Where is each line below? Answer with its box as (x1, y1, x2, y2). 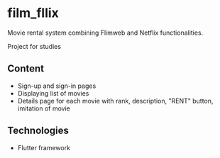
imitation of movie (17, 104, 71, 113)
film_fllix (7, 5, 59, 21)
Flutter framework (17, 143, 71, 152)
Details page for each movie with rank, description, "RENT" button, (17, 96, 214, 105)
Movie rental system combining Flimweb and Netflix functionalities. (7, 28, 204, 37)
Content (7, 62, 45, 75)
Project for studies (7, 42, 62, 50)
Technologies (7, 125, 70, 137)
